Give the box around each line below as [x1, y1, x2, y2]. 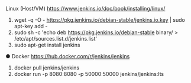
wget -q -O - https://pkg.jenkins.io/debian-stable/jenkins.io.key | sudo [14, 16, 186, 23]
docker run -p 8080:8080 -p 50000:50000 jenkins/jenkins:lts [14, 71, 164, 77]
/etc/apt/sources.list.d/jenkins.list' [14, 35, 98, 42]
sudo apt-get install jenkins [14, 41, 80, 48]
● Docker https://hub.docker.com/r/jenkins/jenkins [5, 53, 130, 59]
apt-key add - [14, 23, 48, 29]
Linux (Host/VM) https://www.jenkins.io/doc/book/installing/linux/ [5, 5, 166, 12]
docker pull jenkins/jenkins [14, 64, 80, 71]
